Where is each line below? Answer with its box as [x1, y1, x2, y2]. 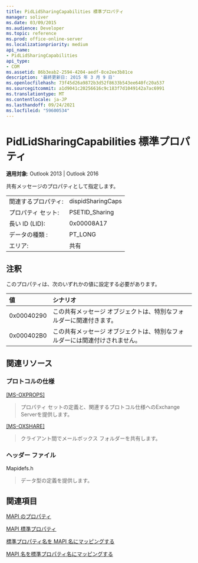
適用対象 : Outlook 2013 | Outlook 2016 [6, 170, 99, 177]
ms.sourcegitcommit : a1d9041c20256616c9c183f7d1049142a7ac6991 [6, 86, 165, 92]
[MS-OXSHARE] [6, 422, 45, 429]
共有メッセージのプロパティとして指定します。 [6, 183, 119, 190]
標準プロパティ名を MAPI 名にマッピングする [6, 538, 115, 545]
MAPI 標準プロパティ [6, 525, 57, 532]
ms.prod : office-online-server [6, 36, 83, 42]
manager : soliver [6, 14, 49, 20]
